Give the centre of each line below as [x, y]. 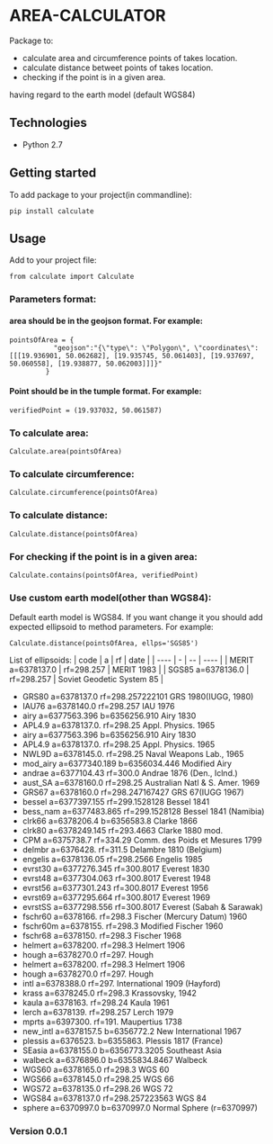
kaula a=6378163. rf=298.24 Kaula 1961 [96, 1003]
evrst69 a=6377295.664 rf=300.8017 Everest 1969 [116, 897]
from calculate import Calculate [72, 277]
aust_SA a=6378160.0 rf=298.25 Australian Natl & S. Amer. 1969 [141, 783]
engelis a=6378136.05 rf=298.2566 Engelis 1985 [112, 860]
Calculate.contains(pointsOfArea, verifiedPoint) [104, 575]
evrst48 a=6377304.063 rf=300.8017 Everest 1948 [116, 878]
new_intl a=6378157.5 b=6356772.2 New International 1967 [132, 1031]
